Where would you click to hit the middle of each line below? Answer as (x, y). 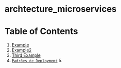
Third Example (26, 55)
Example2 (22, 50)
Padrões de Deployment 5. (37, 61)
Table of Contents (41, 32)
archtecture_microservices (61, 9)
